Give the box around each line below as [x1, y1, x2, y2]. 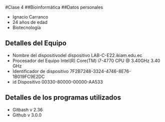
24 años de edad [12, 19, 47, 25]
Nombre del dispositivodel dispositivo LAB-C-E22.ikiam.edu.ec [12, 52, 142, 58]
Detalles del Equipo [5, 39, 66, 47]
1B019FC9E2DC [12, 73, 45, 79]
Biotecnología [12, 24, 41, 30]
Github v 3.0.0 [12, 112, 42, 118]
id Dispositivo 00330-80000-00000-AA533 [12, 78, 103, 84]
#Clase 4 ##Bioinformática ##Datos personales [5, 4, 103, 10]
